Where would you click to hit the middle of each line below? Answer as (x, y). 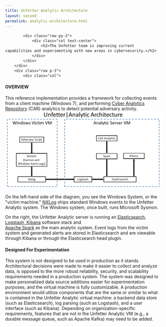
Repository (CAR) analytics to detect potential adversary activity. (71, 108)
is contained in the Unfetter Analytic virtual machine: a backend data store (81, 298)
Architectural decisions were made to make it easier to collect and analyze (81, 266)
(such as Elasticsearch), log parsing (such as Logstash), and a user (74, 303)
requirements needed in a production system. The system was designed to (82, 277)
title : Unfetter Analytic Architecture (46, 10)
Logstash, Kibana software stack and (43, 222)
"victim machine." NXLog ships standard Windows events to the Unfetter (80, 202)
